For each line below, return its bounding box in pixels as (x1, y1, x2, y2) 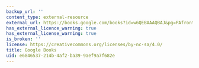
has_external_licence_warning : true (6, 25, 97, 31)
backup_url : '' (6, 8, 44, 15)
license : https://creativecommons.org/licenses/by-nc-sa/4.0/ (6, 42, 163, 48)
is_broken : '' (6, 36, 41, 42)
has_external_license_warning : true (6, 31, 97, 37)
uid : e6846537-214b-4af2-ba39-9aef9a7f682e (6, 53, 115, 59)
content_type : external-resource (6, 14, 89, 20)
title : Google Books (6, 47, 57, 53)
